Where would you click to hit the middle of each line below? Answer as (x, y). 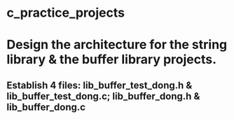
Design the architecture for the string (117, 45)
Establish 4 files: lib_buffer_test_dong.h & (99, 85)
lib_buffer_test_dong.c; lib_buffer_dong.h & (103, 96)
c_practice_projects (66, 13)
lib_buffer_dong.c (46, 107)
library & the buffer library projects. (112, 60)
